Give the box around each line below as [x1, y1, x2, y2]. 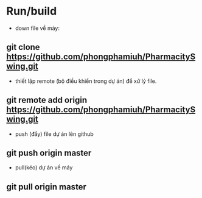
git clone [6, 42, 41, 52]
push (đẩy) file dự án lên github [15, 130, 94, 138]
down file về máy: [15, 24, 60, 32]
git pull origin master [6, 182, 87, 192]
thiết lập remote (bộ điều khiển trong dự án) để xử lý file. [15, 77, 157, 85]
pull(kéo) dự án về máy [15, 164, 73, 171]
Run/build [6, 4, 57, 18]
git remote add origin [6, 95, 88, 105]
